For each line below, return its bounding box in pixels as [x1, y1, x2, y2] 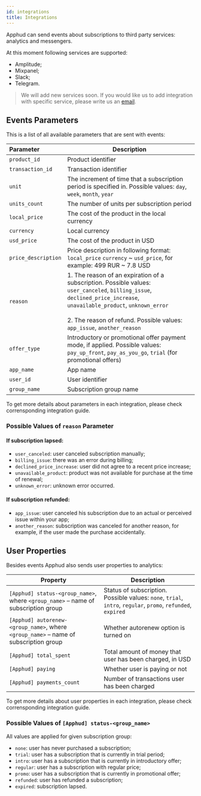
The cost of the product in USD [67, 237, 154, 245]
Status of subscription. [103, 586, 167, 595]
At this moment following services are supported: [6, 49, 127, 56]
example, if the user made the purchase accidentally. [14, 528, 146, 535]
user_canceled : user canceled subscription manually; [14, 450, 145, 457]
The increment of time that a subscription [67, 175, 184, 183]
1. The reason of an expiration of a [67, 271, 165, 279]
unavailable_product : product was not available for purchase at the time [14, 469, 193, 476]
